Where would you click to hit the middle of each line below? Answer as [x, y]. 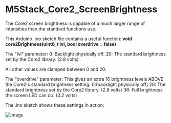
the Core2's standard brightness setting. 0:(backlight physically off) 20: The [85, 84]
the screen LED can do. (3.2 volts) [41, 95]
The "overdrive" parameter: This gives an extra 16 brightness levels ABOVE [84, 79]
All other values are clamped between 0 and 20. [56, 69]
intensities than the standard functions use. [51, 28]
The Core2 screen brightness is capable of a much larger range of [75, 23]
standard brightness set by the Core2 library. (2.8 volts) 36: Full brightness [84, 89]
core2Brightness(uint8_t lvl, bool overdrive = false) [61, 44]
